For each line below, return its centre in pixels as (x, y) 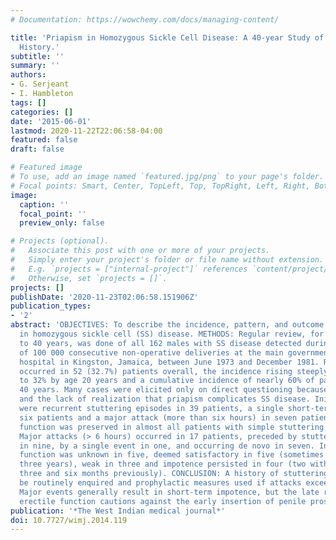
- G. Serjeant (40, 84)
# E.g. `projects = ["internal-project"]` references (129, 269)
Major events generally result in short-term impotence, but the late (169, 492)
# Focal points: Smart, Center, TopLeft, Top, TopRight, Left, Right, (160, 186)
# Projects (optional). (60, 241)
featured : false (44, 140)
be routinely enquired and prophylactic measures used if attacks (160, 483)
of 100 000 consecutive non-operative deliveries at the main (151, 352)
